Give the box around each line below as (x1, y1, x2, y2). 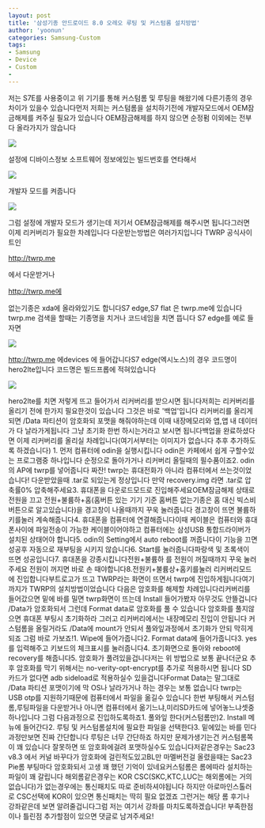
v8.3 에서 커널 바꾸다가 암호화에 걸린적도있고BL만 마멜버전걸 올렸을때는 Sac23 (8, 752, 252, 762)
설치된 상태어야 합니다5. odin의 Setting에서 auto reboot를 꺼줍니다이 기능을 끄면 (8, 535, 258, 544)
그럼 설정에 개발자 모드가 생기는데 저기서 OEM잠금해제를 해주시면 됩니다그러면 (8, 217, 251, 227)
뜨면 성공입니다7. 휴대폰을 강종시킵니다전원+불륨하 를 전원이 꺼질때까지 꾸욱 (8, 554, 243, 564)
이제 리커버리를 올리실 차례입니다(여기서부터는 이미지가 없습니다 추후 (16, 436, 229, 445)
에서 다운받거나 (8, 270, 55, 279)
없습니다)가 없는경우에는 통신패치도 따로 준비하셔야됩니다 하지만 (8, 781, 206, 791)
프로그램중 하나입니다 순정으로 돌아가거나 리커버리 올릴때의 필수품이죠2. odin (16, 456, 255, 465)
